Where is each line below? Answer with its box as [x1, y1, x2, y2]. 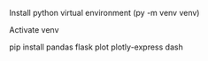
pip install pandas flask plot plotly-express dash [9, 42, 183, 52]
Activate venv [9, 25, 59, 34]
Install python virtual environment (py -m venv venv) [9, 8, 200, 18]
